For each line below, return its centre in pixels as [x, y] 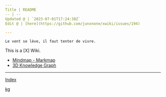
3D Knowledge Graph [34, 65]
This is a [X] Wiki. [23, 50]
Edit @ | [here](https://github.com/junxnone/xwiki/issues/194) [73, 24]
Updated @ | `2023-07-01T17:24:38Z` [43, 19]
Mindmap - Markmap [34, 60]
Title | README [21, 10]
